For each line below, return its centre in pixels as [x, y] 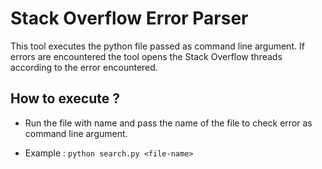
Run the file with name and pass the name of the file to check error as [168, 123]
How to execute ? [65, 98]
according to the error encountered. [84, 67]
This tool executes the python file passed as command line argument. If [157, 46]
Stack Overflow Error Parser [129, 18]
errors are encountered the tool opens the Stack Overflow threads [146, 56]
